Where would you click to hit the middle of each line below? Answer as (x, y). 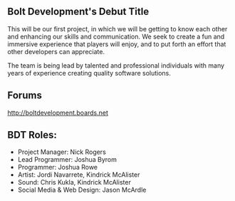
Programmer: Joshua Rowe (58, 167)
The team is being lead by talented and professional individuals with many (116, 65)
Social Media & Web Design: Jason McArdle (82, 190)
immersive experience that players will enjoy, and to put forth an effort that (117, 44)
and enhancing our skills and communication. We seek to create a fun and (116, 36)
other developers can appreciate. (56, 51)
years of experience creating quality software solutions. (89, 73)
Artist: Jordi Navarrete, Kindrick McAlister (79, 175)
